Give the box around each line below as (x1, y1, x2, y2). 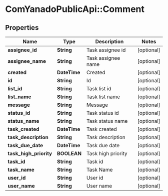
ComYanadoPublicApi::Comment (5, 3, 145, 15)
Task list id (86, 85, 111, 92)
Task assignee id (86, 46, 126, 53)
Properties (5, 23, 39, 32)
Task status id (86, 110, 119, 116)
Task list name (86, 93, 120, 100)
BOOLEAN (56, 150, 81, 157)
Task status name (86, 118, 128, 124)
